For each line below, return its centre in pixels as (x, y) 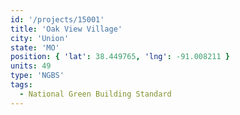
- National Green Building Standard (95, 94)
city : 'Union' (40, 38)
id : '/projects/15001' (57, 19)
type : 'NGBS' (37, 76)
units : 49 (31, 66)
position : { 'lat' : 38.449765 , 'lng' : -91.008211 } (120, 57)
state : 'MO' (35, 47)
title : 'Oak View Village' (66, 29)
